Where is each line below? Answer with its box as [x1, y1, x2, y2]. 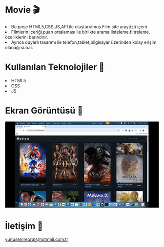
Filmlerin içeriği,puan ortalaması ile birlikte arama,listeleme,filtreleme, [11, 29, 150, 35]
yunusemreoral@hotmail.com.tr [5, 236, 68, 242]
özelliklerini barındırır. [5, 34, 48, 40]
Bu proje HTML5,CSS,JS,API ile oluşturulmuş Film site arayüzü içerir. [11, 23, 149, 30]
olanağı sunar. [5, 44, 33, 50]
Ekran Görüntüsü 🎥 [5, 105, 83, 116]
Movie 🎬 [5, 4, 40, 16]
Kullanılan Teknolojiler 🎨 [5, 62, 105, 73]
